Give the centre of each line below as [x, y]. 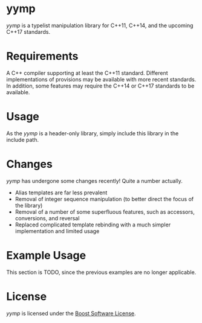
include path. [23, 139]
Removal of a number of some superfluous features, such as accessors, [105, 212]
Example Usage [46, 255]
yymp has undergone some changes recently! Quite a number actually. [94, 181]
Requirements [42, 56]
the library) [29, 205]
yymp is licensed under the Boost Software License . [71, 313]
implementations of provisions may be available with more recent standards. [101, 79]
